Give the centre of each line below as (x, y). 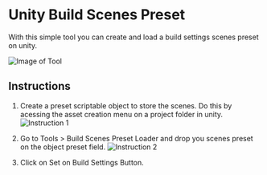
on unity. (23, 45)
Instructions (39, 86)
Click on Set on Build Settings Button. (82, 162)
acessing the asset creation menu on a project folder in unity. (121, 114)
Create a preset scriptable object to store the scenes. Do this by (126, 105)
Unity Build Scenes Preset (97, 15)
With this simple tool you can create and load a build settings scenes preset (133, 37)
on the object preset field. (63, 147)
